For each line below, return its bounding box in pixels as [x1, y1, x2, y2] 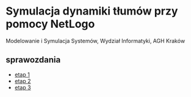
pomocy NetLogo [5, 17, 95, 31]
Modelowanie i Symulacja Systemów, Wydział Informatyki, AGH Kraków [5, 37, 186, 44]
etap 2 [14, 77, 31, 84]
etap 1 [14, 71, 30, 78]
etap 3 [14, 84, 31, 91]
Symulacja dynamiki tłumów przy [5, 4, 178, 18]
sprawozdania [5, 55, 61, 65]
